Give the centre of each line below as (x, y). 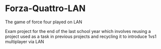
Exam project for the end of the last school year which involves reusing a (78, 31)
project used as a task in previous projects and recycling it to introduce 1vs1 (81, 36)
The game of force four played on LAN (44, 22)
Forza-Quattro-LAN (45, 8)
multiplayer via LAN (25, 41)
